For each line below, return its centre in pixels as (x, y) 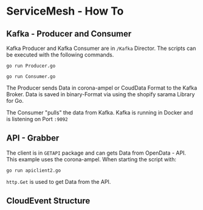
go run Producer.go (31, 66)
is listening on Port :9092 (37, 119)
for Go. (15, 101)
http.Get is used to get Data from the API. (59, 181)
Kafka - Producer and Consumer (69, 34)
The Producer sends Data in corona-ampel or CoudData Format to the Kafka (102, 88)
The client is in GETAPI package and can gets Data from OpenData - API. (96, 153)
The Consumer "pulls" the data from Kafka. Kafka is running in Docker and (100, 113)
